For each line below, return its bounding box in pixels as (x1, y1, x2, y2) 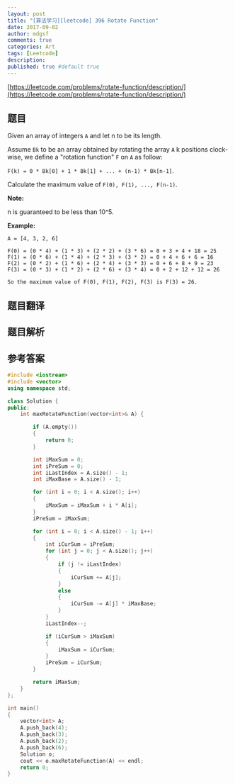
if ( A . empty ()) (33, 423, 78, 431)
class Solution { (7, 398, 59, 405)
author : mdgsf (7, 30, 50, 38)
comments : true (7, 37, 52, 44)
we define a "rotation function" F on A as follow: (24, 153, 163, 162)
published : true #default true (7, 63, 100, 70)
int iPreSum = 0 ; (33, 462, 84, 470)
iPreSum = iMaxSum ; (33, 515, 91, 522)
